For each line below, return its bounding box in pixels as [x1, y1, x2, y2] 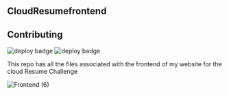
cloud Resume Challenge [7, 68, 77, 76]
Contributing [7, 29, 63, 40]
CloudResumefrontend [7, 5, 107, 17]
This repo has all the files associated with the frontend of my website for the [7, 60, 222, 68]
